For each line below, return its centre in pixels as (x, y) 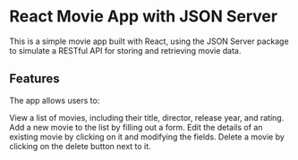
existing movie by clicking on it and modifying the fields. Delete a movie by (147, 137)
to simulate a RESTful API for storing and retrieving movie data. (125, 50)
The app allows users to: (55, 100)
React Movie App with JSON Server (144, 17)
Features (34, 79)
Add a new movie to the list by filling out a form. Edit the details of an (136, 127)
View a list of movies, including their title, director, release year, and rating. (147, 117)
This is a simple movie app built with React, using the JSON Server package (149, 41)
